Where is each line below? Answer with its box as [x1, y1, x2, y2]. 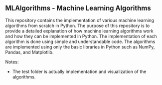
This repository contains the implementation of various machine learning [5, 17, 155, 23]
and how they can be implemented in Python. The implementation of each [5, 33, 157, 39]
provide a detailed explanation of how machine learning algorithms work [5, 27, 154, 34]
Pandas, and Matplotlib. [5, 49, 54, 55]
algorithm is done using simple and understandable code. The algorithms [5, 38, 156, 44]
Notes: [5, 58, 19, 64]
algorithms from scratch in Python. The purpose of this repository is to [5, 22, 150, 28]
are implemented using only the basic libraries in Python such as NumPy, [5, 43, 155, 49]
